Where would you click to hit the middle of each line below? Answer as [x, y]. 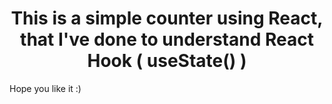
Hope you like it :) [45, 88]
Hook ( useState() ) [167, 61]
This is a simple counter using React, [167, 18]
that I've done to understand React [167, 39]
